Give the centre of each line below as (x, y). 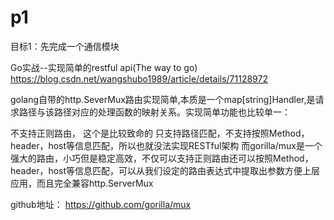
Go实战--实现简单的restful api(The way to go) (104, 67)
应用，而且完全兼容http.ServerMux (82, 183)
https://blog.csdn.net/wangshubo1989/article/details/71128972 (139, 78)
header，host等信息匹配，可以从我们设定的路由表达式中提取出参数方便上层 (165, 170)
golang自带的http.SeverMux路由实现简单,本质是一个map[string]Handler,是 (163, 99)
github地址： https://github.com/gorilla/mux (101, 204)
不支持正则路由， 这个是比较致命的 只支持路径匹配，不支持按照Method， (160, 133)
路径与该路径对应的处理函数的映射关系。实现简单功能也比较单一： (154, 112)
